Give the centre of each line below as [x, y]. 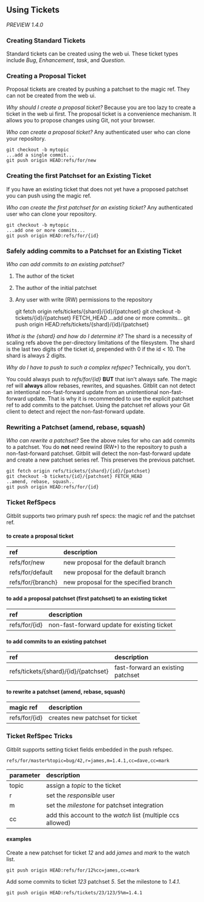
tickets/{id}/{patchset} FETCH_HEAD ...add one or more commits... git [102, 318]
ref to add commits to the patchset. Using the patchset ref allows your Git [98, 405]
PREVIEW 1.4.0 [25, 24]
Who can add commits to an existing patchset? [65, 264]
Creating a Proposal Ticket [46, 76]
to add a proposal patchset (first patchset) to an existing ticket [87, 599]
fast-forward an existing [149, 668]
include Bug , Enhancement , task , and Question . [66, 60]
